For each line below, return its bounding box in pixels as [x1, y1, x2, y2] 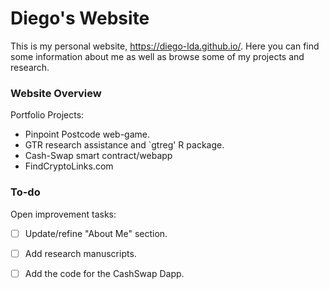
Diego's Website [10, 7, 150, 30]
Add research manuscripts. [24, 247, 137, 259]
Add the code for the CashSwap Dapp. [24, 267, 185, 279]
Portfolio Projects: [10, 109, 85, 121]
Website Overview [10, 86, 102, 100]
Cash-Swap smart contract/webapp [24, 150, 173, 162]
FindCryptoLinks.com [24, 160, 114, 172]
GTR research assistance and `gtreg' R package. [24, 139, 225, 151]
